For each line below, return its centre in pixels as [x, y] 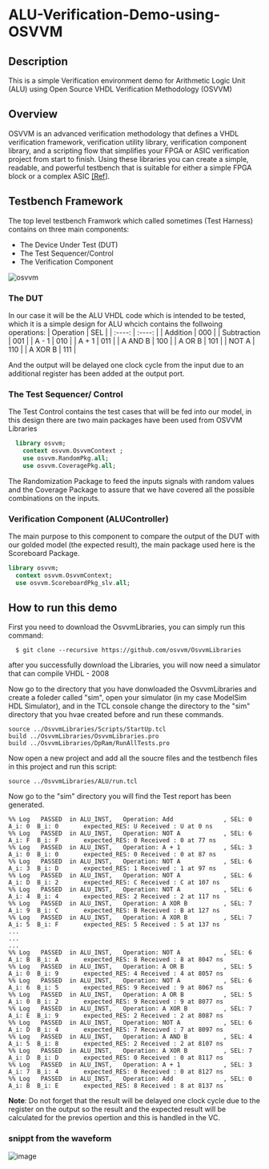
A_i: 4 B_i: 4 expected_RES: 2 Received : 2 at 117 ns [114, 897]
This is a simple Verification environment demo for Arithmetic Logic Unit [127, 81]
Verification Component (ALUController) [89, 518]
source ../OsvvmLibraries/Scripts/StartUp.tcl [87, 730]
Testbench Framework [66, 202]
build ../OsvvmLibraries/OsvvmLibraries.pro [84, 736]
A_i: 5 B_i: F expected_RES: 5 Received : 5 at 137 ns [114, 925]
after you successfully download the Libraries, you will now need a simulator [134, 665]
